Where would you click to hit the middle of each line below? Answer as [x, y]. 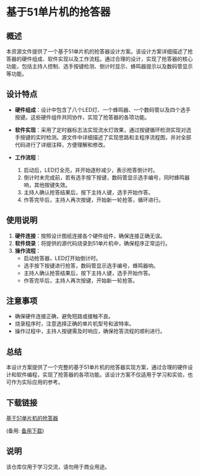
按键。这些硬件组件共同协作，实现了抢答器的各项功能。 [82, 117]
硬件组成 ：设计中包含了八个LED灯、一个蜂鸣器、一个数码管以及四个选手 [103, 109]
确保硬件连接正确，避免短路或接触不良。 [64, 317]
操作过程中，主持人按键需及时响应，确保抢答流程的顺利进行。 [90, 331]
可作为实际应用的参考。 [35, 382]
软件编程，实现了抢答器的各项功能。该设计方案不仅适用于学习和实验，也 [105, 375]
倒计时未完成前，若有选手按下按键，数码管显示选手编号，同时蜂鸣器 [107, 177]
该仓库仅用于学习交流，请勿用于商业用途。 [58, 466]
